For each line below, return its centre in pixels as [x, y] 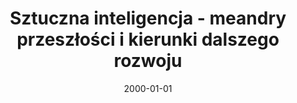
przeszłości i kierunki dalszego [148, 39]
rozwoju [148, 61]
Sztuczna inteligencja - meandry [148, 18]
